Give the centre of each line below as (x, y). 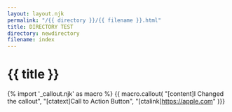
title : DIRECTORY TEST (40, 27)
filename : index (31, 40)
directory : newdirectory (43, 33)
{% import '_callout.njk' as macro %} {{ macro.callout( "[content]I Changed (116, 94)
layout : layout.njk (36, 14)
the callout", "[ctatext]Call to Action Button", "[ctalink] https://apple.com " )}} (116, 101)
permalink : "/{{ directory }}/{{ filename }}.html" (84, 20)
